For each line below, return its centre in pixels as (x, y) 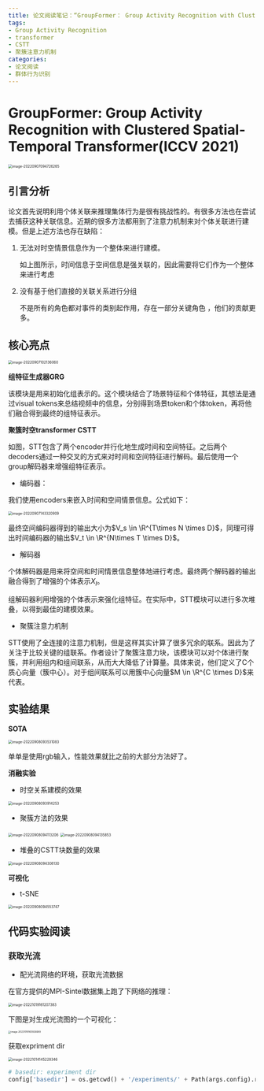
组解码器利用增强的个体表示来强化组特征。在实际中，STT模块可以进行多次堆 (132, 599)
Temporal (40, 146)
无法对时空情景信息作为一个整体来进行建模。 (92, 248)
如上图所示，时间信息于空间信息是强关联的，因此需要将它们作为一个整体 (136, 265)
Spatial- (219, 130)
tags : (17, 23)
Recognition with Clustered (99, 130)
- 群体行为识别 (29, 74)
